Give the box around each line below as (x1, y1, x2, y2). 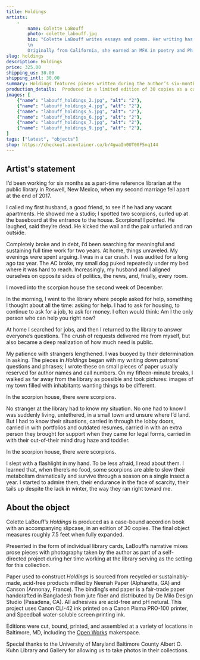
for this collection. (6, 562, 51, 569)
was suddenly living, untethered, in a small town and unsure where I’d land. (6, 411, 190, 419)
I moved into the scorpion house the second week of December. (6, 284, 164, 291)
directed (6, 555, 27, 562)
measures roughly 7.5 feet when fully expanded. (6, 531, 124, 538)
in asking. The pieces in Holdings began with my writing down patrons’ (6, 357, 180, 364)
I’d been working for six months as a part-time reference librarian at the (6, 179, 182, 187)
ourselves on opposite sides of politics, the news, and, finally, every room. (6, 272, 188, 280)
